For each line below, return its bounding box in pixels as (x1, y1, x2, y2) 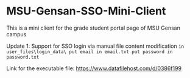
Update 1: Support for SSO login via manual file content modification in (6, 42, 185, 50)
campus (6, 30, 27, 37)
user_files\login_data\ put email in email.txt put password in (6, 48, 173, 55)
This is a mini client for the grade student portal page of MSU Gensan (6, 24, 181, 31)
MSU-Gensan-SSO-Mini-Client (6, 4, 166, 18)
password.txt (6, 54, 40, 60)
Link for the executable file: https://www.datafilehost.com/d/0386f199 (6, 65, 181, 72)
